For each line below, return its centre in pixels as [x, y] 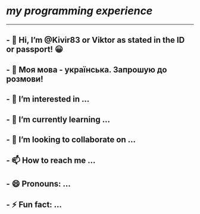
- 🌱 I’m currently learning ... [58, 119]
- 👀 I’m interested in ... [48, 99]
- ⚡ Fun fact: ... [34, 205]
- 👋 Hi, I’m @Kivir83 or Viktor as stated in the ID [96, 40]
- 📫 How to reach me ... [51, 161]
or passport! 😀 [35, 50]
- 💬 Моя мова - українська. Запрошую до [87, 70]
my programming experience [79, 11]
